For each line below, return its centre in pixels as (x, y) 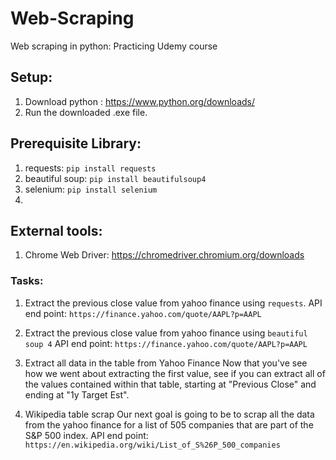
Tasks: (27, 281)
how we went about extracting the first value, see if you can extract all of (175, 373)
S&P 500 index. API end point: (86, 435)
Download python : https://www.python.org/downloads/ (139, 101)
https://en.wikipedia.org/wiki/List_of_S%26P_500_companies (152, 445)
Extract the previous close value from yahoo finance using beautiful (166, 333)
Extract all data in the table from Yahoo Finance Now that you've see (166, 363)
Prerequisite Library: (76, 143)
